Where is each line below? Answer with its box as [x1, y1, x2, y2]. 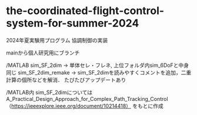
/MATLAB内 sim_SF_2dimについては [6, 89, 93, 96]
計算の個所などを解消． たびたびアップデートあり [6, 76, 126, 83]
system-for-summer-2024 [6, 16, 139, 30]
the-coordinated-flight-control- [6, 4, 165, 18]
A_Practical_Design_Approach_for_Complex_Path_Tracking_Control [6, 95, 169, 102]
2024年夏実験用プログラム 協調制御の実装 [6, 36, 108, 43]
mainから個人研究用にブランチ [6, 49, 80, 56]
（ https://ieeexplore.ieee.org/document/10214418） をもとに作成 [6, 102, 163, 109]
